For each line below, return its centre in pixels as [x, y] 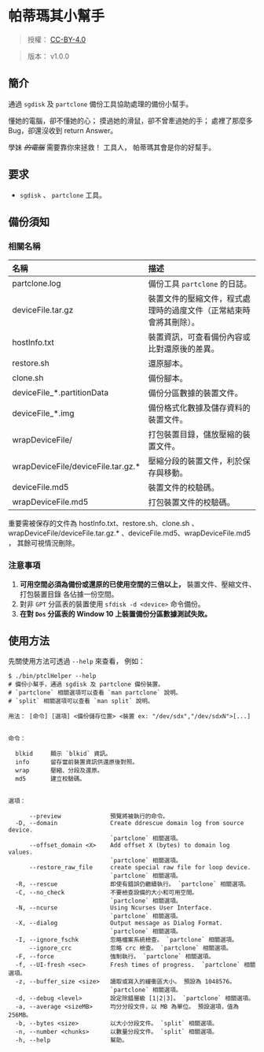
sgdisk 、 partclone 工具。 [62, 194]
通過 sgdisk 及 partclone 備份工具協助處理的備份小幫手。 [101, 104]
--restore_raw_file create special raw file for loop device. [140, 868]
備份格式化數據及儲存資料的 [200, 408]
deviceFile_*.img [43, 413]
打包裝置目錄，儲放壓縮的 [196, 435]
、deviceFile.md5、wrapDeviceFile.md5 [186, 533]
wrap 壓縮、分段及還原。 [59, 771]
